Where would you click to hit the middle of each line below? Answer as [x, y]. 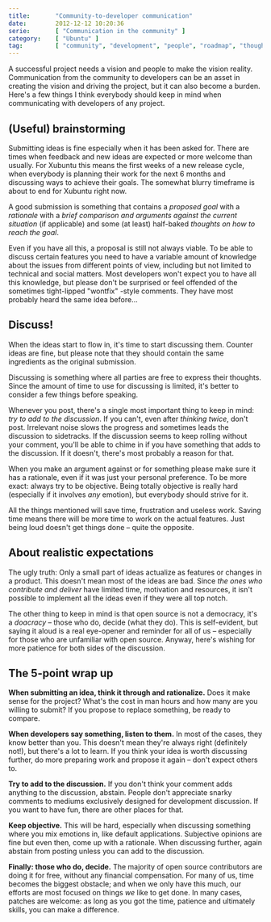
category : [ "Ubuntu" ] [54, 38]
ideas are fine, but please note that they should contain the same [116, 353]
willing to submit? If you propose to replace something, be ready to [120, 710]
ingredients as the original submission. [73, 361]
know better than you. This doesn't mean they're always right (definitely [128, 743]
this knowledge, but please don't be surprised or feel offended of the [123, 282]
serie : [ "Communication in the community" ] [97, 31]
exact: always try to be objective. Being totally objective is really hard [123, 486]
